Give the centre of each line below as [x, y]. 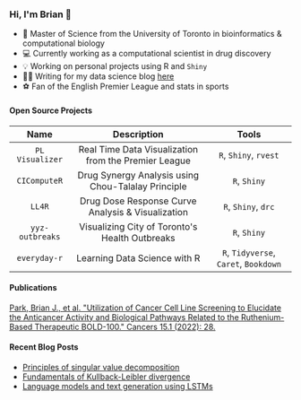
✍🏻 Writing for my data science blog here [98, 76]
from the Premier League [138, 161]
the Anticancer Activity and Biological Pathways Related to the [124, 317]
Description [138, 134]
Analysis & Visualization [138, 212]
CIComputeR [40, 180]
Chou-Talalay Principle [138, 186]
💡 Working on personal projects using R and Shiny [115, 66]
